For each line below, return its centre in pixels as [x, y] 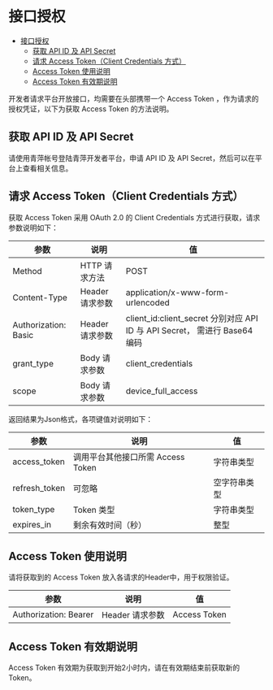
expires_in [32, 524]
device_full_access [162, 391]
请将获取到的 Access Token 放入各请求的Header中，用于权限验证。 [121, 577]
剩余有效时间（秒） [110, 525]
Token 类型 [94, 510]
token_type [34, 509]
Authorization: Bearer [53, 614]
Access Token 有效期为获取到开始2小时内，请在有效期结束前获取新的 [124, 668]
